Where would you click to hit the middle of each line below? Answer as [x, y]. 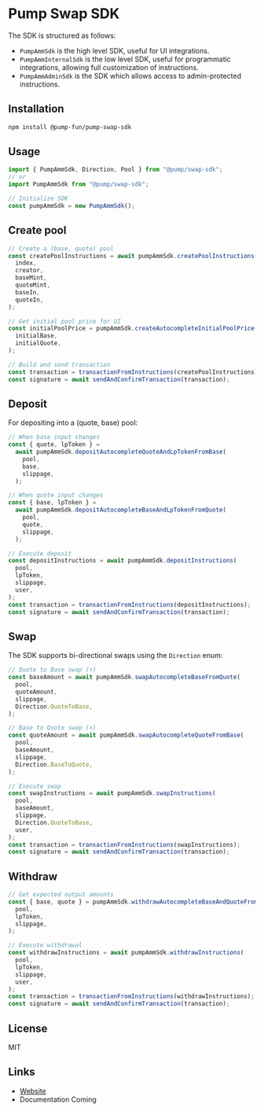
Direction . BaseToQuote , [54, 764]
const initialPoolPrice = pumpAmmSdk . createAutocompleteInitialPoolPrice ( [133, 329]
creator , [29, 271]
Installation [36, 109]
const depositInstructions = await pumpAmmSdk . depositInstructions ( [123, 561]
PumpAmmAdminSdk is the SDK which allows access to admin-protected [130, 76]
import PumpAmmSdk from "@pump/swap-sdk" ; [79, 185]
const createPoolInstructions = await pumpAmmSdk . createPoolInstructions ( [133, 256]
